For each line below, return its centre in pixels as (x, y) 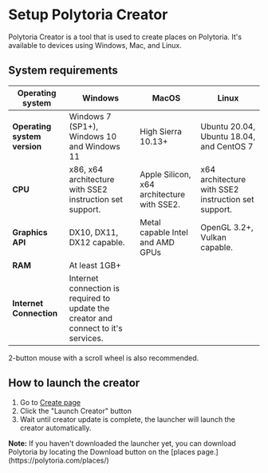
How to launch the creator (74, 383)
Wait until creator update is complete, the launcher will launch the (127, 419)
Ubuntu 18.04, (228, 136)
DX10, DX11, (94, 232)
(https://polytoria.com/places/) (59, 460)
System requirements (63, 71)
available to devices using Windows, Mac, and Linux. (95, 45)
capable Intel (164, 232)
